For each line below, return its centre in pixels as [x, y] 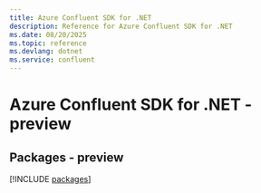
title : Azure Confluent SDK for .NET [81, 18]
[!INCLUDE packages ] [50, 179]
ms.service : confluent [52, 60]
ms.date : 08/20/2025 [48, 34]
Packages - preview [67, 157]
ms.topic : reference [48, 43]
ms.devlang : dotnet [46, 52]
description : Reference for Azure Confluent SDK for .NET [121, 26]
